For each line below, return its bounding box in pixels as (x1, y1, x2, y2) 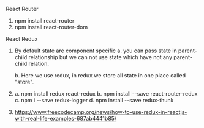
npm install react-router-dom (14, 24, 88, 30)
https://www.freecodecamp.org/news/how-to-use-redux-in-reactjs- (14, 108, 187, 115)
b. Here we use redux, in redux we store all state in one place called (14, 72, 186, 79)
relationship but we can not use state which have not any (28, 54, 173, 60)
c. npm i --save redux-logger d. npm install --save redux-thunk (14, 97, 174, 104)
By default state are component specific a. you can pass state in (14, 47, 177, 54)
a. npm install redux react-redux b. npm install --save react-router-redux (14, 90, 198, 97)
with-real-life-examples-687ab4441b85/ (14, 115, 117, 122)
